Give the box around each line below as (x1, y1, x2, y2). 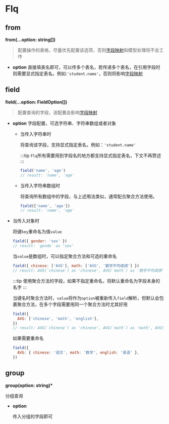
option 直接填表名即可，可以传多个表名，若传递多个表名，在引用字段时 (12, 64, 160, 70)
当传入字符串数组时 (20, 182, 61, 188)
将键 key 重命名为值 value (12, 228, 62, 235)
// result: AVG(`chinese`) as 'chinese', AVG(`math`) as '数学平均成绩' (12, 268, 164, 273)
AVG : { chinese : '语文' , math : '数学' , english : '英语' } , (17, 350, 140, 355)
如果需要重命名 (12, 335, 44, 341)
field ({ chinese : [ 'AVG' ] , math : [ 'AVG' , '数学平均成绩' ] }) (12, 263, 140, 268)
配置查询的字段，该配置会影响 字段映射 (17, 109, 97, 115)
